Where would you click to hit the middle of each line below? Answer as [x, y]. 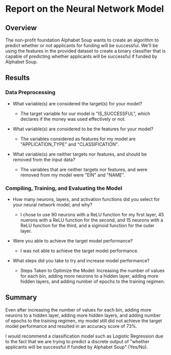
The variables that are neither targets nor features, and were [84, 169]
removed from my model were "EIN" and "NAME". [72, 175]
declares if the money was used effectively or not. [73, 119]
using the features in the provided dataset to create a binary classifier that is [86, 51]
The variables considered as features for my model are [78, 139]
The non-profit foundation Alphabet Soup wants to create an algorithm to [82, 40]
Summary [21, 297]
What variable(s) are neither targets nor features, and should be [80, 154]
